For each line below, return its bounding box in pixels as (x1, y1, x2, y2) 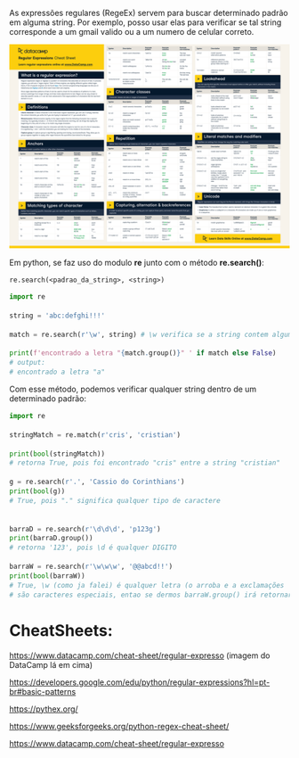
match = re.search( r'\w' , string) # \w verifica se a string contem (9, 330, 269, 339)
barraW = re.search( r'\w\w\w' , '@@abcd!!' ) (9, 562, 174, 572)
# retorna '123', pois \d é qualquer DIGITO (9, 543, 177, 552)
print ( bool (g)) (9, 487, 66, 496)
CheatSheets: (9, 620, 113, 640)
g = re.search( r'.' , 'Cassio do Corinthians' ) (9, 477, 185, 487)
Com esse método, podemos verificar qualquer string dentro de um (9, 383, 257, 395)
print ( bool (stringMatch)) (9, 449, 105, 458)
